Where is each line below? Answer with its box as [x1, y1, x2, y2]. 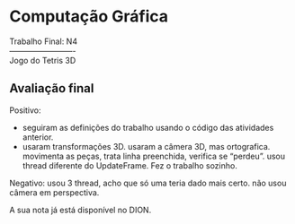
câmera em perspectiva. [9, 186, 100, 198]
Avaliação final [9, 81, 94, 96]
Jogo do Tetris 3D [9, 55, 76, 65]
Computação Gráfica [9, 6, 169, 27]
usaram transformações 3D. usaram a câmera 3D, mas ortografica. [22, 141, 271, 151]
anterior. [22, 132, 54, 142]
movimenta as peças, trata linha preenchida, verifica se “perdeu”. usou [22, 151, 286, 161]
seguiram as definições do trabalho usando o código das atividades [22, 122, 274, 133]
